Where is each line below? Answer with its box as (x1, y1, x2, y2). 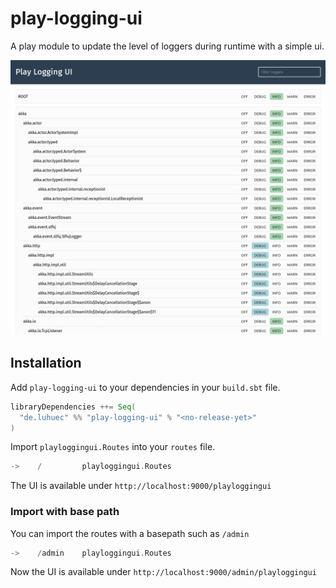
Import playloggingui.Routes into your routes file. (10, 441, 216, 453)
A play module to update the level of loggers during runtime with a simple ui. (10, 40, 325, 52)
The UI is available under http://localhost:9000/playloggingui (10, 480, 272, 492)
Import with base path (10, 505, 120, 519)
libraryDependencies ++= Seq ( (10, 402, 137, 412)
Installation (10, 355, 82, 372)
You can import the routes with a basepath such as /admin (10, 527, 250, 539)
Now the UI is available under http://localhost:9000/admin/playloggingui (10, 566, 317, 578)
